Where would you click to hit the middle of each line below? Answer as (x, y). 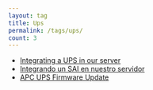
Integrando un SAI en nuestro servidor (82, 69)
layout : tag (28, 16)
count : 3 (23, 38)
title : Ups (26, 23)
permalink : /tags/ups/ (46, 30)
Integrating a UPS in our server (70, 61)
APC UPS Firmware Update (64, 77)
